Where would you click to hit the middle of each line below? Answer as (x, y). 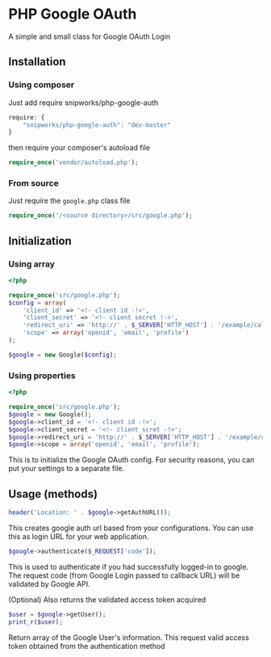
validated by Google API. (49, 583)
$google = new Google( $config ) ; (63, 355)
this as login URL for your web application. (79, 536)
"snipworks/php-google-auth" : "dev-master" (97, 125)
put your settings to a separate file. (67, 469)
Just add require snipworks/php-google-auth (83, 103)
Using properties (42, 375)
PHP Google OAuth (73, 14)
